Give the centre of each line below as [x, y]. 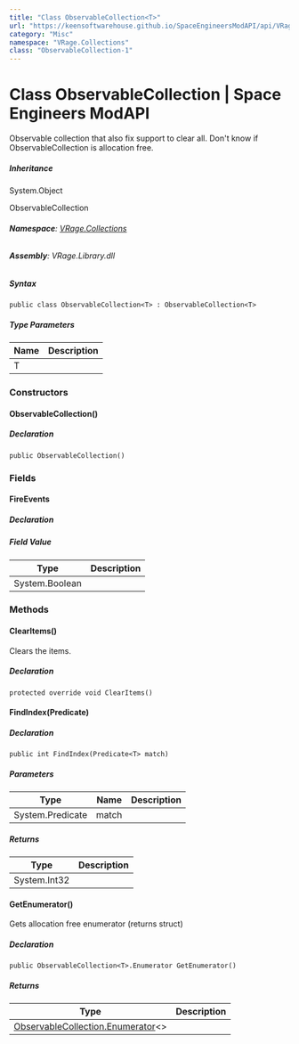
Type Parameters [42, 324]
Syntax [23, 283]
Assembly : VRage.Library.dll [62, 256]
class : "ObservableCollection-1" [71, 51]
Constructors [39, 393]
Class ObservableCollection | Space [145, 95]
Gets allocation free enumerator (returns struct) [97, 924]
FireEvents [30, 499]
